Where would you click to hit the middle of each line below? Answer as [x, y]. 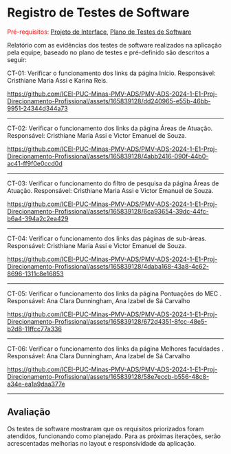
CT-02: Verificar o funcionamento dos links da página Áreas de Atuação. [110, 128]
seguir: [17, 59]
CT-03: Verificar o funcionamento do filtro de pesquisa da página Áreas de [113, 183]
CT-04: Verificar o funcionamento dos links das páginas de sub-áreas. [107, 238]
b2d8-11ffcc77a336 [34, 329]
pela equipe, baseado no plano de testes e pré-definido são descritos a [108, 52]
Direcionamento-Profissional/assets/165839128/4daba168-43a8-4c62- [108, 266]
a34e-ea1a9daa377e [36, 384]
